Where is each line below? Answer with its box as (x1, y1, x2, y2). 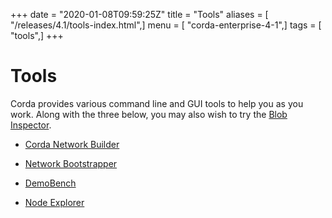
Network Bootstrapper (24, 157, 118, 169)
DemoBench (24, 177, 77, 189)
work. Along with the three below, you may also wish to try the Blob (10, 108, 288, 120)
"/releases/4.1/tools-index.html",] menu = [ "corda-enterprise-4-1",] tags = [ (10, 19, 322, 31)
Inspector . (10, 119, 52, 131)
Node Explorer (24, 196, 85, 208)
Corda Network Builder (24, 138, 120, 150)
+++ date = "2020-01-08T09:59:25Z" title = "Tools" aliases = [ (10, 9, 269, 20)
